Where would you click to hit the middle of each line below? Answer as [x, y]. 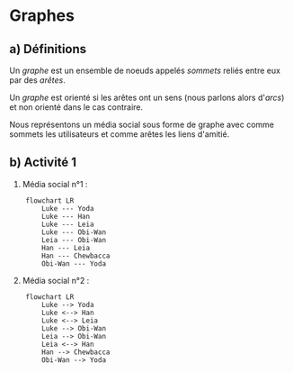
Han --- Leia [66, 248]
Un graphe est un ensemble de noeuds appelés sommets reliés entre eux [145, 70]
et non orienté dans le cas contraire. [76, 107]
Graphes [42, 16]
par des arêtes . [37, 80]
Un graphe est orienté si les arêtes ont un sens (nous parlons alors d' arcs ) [147, 97]
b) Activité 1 [43, 163]
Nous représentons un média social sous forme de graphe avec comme [142, 124]
